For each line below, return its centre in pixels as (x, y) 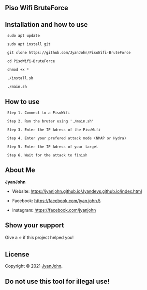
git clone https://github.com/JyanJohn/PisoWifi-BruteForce (69, 53)
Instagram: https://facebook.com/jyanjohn (54, 210)
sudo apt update (23, 36)
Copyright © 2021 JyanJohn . (34, 266)
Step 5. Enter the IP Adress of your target (52, 147)
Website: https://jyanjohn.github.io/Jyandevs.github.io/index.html (77, 191)
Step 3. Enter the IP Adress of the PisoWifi (54, 130)
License (17, 255)
